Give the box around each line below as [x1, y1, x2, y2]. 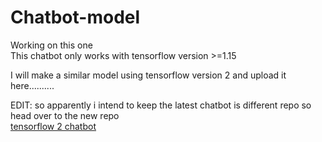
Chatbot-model [10, 6, 141, 29]
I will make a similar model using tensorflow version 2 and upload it [10, 69, 287, 81]
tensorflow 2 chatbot [10, 120, 97, 132]
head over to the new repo [10, 109, 120, 121]
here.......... [10, 79, 55, 91]
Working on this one [10, 39, 93, 51]
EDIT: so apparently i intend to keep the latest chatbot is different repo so [10, 99, 312, 111]
